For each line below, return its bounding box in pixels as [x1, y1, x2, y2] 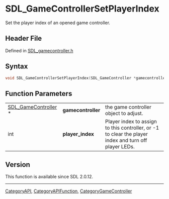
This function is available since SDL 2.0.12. [5, 174, 93, 180]
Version [5, 160, 30, 169]
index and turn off [105, 137, 147, 144]
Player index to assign [105, 118, 157, 125]
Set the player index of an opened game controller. [5, 20, 111, 26]
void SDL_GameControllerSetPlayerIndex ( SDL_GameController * [5, 75, 136, 80]
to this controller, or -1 [105, 124, 159, 131]
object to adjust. [105, 110, 143, 117]
